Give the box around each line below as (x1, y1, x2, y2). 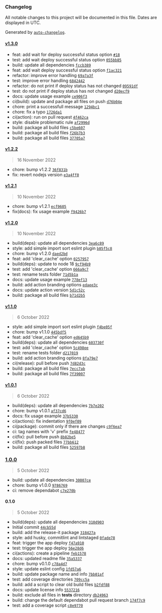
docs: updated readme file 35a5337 (12, 556, 82, 562)
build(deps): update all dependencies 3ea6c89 (12, 240, 104, 246)
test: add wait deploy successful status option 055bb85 (12, 56, 122, 62)
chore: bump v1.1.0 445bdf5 (12, 329, 67, 335)
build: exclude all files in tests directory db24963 (12, 592, 109, 598)
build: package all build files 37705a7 (12, 135, 86, 141)
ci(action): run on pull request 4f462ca (12, 114, 89, 120)
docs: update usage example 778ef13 (12, 277, 87, 282)
